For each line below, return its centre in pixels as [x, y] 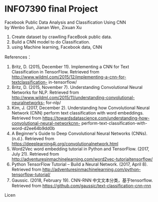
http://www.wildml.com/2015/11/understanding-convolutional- [73, 97]
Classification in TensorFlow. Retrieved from [55, 72]
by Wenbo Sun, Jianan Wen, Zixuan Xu [43, 27]
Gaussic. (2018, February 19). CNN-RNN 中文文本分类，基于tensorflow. [82, 180]
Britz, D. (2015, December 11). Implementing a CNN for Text [70, 67]
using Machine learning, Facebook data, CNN [57, 47]
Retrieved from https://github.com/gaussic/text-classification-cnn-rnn [81, 186]
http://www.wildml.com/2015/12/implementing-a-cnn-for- [69, 77]
